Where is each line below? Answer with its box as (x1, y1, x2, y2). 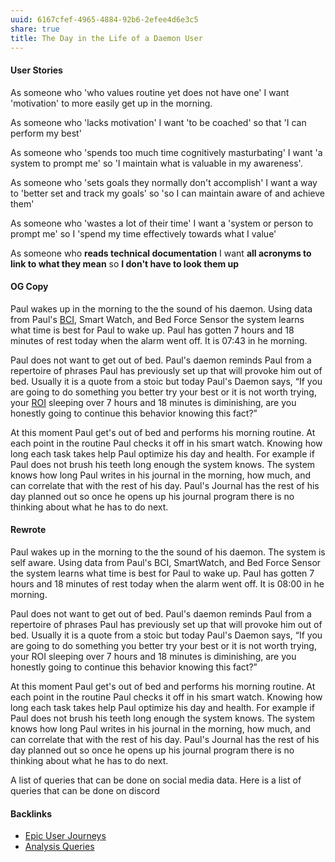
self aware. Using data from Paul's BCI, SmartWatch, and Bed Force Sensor (10, 556, 322, 568)
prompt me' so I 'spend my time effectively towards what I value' (10, 227, 277, 240)
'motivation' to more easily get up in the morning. (10, 97, 213, 109)
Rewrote (10, 524, 47, 536)
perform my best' (10, 127, 82, 139)
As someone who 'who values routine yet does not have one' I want (10, 86, 290, 98)
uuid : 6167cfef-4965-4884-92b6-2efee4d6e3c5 (10, 14, 199, 25)
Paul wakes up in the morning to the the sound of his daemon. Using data (10, 302, 313, 315)
